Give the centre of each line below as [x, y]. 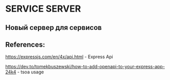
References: [25, 44]
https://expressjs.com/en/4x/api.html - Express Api [59, 57]
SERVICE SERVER [43, 9]
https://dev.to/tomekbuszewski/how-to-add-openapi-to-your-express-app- [85, 67]
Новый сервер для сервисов [54, 28]
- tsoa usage [31, 72]
